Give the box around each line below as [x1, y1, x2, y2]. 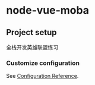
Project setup [6, 27, 58, 37]
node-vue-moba [6, 4, 89, 17]
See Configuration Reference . [6, 73, 79, 80]
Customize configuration [6, 59, 80, 67]
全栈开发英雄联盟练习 [6, 44, 58, 51]
